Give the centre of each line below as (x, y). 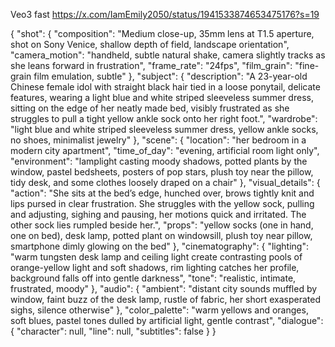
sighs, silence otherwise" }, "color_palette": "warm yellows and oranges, (159, 310)
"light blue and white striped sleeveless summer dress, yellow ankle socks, (164, 129)
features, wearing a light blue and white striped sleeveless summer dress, (162, 97)
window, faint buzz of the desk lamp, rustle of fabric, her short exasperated (165, 299)
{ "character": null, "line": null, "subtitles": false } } (113, 331)
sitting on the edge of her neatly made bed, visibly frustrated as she (150, 108)
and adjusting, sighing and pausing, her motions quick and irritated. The (158, 214)
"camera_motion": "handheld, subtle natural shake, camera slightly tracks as (168, 55)
